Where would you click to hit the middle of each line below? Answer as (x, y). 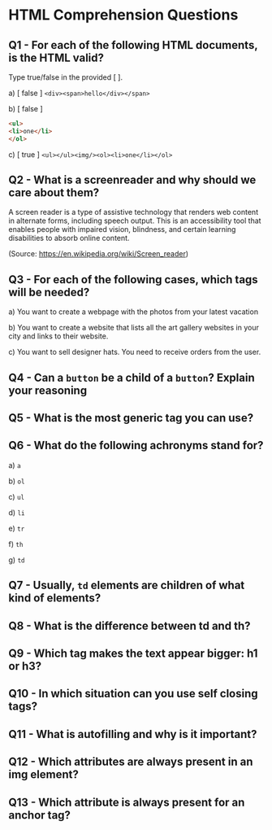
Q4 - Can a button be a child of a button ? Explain (132, 377)
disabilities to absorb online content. (69, 238)
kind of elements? (55, 598)
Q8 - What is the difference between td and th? (130, 625)
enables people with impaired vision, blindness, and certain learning (122, 229)
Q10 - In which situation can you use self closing (133, 694)
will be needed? (49, 292)
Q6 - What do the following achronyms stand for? (136, 446)
